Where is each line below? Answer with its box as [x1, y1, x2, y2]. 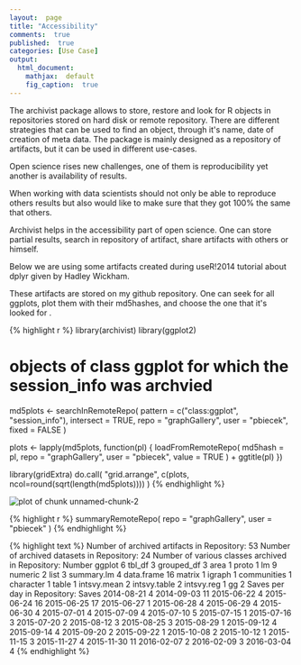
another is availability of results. [9, 170, 128, 181]
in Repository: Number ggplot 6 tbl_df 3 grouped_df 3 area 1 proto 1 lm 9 [9, 560, 278, 570]
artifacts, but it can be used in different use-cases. [9, 143, 197, 154]
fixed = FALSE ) [9, 424, 67, 435]
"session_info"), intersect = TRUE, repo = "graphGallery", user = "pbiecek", [9, 414, 288, 425]
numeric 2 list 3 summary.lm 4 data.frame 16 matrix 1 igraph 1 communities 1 [9, 569, 293, 579]
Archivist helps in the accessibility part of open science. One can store [9, 224, 272, 235]
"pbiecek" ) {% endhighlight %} [9, 523, 127, 533]
